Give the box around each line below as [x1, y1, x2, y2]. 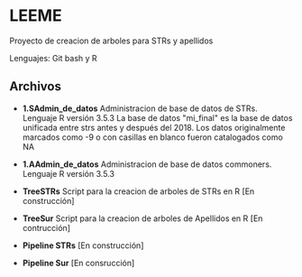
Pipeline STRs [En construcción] [22, 240, 144, 251]
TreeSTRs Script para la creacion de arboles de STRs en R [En [22, 186, 255, 197]
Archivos [9, 78, 61, 95]
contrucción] [22, 222, 70, 233]
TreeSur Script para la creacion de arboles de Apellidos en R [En [22, 213, 263, 224]
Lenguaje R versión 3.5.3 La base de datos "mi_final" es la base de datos [22, 112, 293, 123]
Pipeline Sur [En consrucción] [22, 257, 135, 268]
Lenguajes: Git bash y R [9, 52, 97, 63]
